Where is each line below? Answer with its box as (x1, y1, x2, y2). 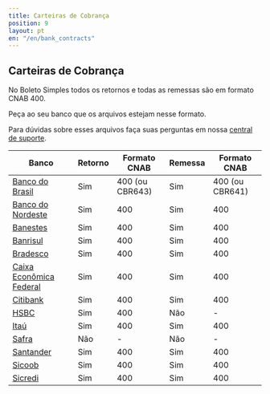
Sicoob (12, 359, 39, 371)
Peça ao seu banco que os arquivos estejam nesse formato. (8, 109, 207, 119)
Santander (12, 347, 52, 358)
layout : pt (8, 26, 45, 35)
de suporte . (8, 133, 47, 143)
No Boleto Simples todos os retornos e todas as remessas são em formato (8, 85, 255, 95)
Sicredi (12, 372, 39, 384)
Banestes (12, 222, 48, 234)
